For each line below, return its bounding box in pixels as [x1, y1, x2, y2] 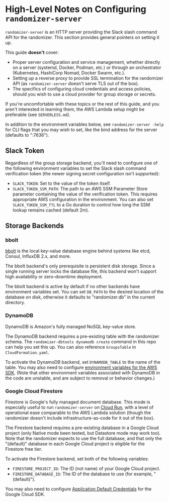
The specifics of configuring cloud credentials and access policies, [12, 85, 152, 91]
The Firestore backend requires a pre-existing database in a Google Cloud [5, 425, 159, 431]
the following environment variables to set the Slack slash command [5, 165, 147, 171]
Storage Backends [5, 222, 64, 230]
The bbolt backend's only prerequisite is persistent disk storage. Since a [5, 263, 155, 269]
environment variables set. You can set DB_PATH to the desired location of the [5, 289, 164, 295]
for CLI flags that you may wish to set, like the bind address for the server [5, 127, 157, 133]
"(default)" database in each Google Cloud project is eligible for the [5, 441, 145, 447]
